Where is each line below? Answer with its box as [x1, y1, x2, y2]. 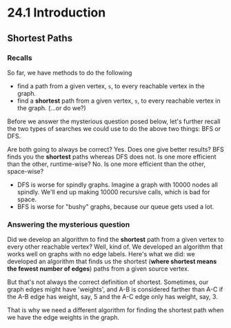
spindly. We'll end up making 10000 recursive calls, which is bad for [17, 187, 210, 196]
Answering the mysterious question [7, 219, 130, 229]
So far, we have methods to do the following [7, 68, 132, 76]
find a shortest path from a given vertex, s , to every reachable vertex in [17, 96, 221, 105]
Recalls [7, 53, 32, 63]
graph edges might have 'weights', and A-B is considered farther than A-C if [7, 285, 223, 294]
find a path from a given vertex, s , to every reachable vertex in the [17, 81, 205, 90]
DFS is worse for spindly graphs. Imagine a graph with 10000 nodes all [17, 181, 219, 189]
